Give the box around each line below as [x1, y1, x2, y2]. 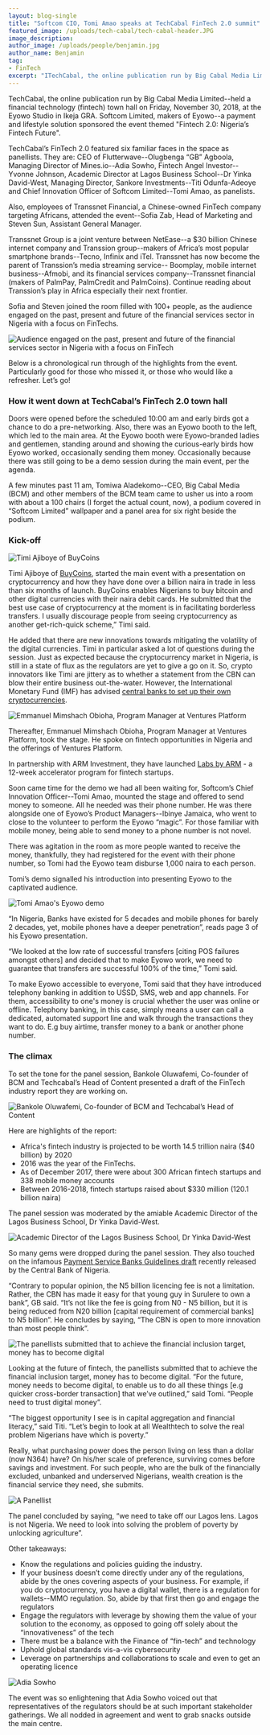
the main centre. [8, 1718, 63, 1728]
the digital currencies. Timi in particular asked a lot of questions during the [8, 644, 256, 654]
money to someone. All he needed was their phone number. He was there [8, 800, 252, 810]
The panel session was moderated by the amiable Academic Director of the [8, 1208, 259, 1218]
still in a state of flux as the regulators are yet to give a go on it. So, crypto [8, 661, 253, 671]
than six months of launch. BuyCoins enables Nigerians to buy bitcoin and [8, 586, 253, 595]
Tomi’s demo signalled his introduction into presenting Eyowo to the [8, 874, 232, 884]
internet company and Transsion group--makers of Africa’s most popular [8, 243, 249, 253]
